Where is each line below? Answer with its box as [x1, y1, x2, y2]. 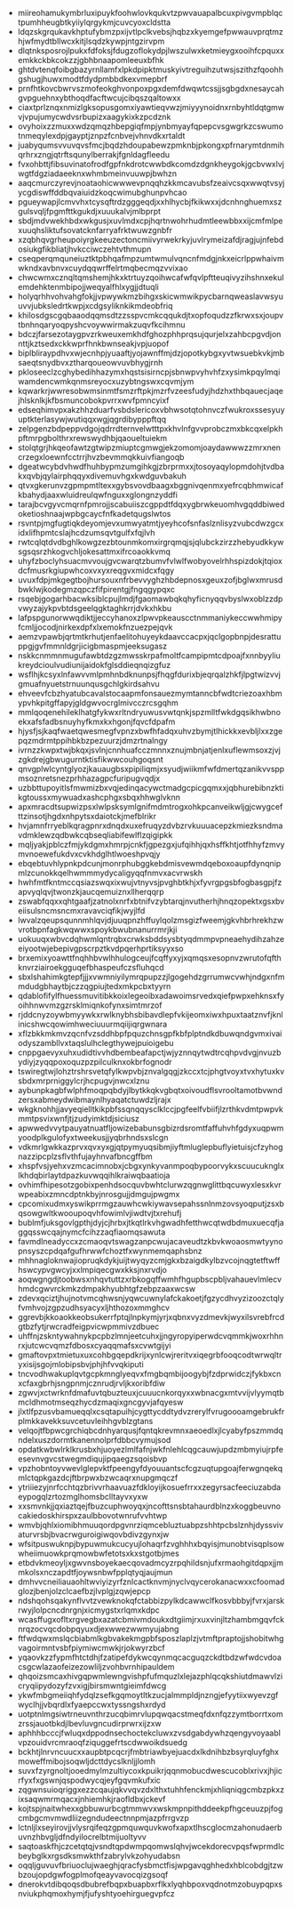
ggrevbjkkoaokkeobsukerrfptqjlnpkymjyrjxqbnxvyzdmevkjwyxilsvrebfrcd [17, 1312, 285, 1322]
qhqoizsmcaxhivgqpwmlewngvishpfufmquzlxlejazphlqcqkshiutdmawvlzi [17, 1671, 283, 1681]
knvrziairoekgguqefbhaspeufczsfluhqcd [17, 962, 164, 972]
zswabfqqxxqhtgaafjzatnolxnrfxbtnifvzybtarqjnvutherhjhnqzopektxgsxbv [17, 896, 285, 906]
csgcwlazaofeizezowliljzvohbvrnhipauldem [17, 1662, 175, 1671]
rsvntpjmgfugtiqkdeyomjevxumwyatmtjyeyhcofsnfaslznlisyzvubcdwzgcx [17, 518, 284, 528]
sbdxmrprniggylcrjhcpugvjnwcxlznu [17, 1075, 150, 1086]
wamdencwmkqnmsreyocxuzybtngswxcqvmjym [17, 376, 195, 386]
